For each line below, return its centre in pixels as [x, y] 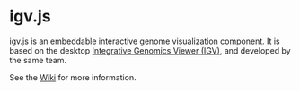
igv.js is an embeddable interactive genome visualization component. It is [145, 41]
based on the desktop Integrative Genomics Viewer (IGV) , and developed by [150, 50]
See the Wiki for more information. [73, 77]
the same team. [38, 60]
